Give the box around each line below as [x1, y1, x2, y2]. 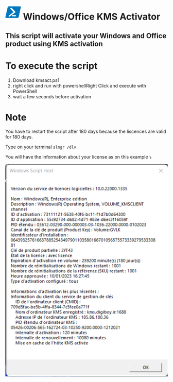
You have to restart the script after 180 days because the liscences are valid [5, 128, 166, 135]
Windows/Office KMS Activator [23, 11, 161, 23]
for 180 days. [5, 134, 33, 140]
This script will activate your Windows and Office [5, 31, 167, 40]
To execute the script [5, 60, 98, 72]
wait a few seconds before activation [12, 93, 92, 99]
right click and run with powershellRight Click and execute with [12, 82, 147, 89]
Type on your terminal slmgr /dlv [5, 144, 76, 150]
